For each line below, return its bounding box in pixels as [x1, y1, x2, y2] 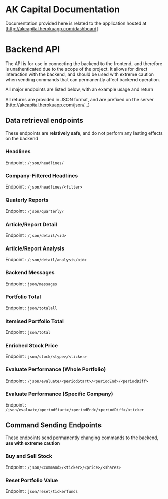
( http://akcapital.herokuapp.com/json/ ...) [5, 102, 90, 108]
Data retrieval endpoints [5, 116, 84, 125]
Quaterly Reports [5, 197, 49, 204]
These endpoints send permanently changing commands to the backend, [5, 434, 159, 441]
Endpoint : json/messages [5, 280, 57, 287]
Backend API [5, 44, 60, 55]
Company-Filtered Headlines [5, 172, 78, 179]
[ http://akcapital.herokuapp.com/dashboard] [5, 25, 98, 32]
